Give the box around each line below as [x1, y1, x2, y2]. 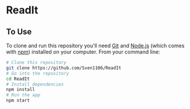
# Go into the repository [6, 71, 69, 76]
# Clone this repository [6, 59, 67, 65]
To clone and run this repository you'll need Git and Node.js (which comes [6, 42, 185, 49]
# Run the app [6, 92, 41, 98]
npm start [6, 97, 30, 104]
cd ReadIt [6, 76, 30, 82]
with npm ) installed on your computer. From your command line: [6, 48, 161, 55]
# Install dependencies [6, 81, 64, 87]
